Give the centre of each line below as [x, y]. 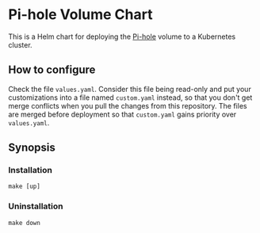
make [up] [25, 187]
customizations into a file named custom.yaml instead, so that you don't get [130, 97]
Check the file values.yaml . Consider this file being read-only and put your [130, 89]
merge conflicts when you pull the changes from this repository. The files [128, 105]
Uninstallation [36, 206]
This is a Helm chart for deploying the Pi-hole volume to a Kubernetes [122, 36]
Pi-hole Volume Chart [80, 15]
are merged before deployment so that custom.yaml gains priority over [122, 114]
